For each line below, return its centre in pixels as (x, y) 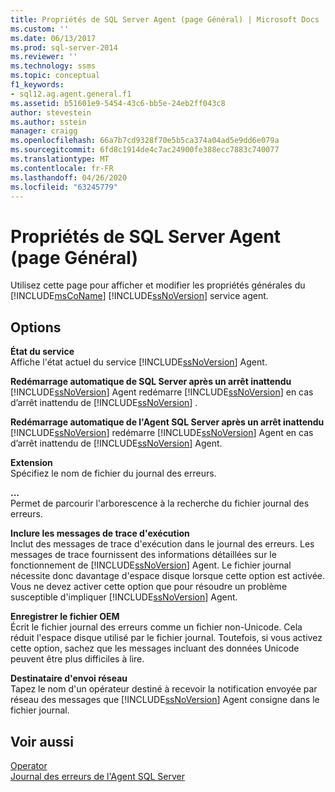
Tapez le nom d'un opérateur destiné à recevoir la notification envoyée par (164, 689)
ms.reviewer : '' (44, 57)
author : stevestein (51, 112)
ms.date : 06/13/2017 (53, 38)
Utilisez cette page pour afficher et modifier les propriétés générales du (158, 285)
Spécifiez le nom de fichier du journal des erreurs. (113, 473)
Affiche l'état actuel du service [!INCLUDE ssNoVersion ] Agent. (139, 362)
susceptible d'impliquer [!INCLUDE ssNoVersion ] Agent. (124, 597)
